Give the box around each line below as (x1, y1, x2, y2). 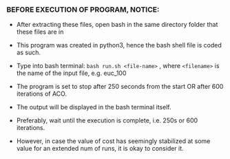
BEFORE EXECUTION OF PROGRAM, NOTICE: (6, 5, 160, 14)
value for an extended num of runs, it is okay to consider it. (16, 145, 184, 153)
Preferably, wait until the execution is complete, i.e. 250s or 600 (16, 116, 198, 125)
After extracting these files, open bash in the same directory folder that (16, 21, 218, 29)
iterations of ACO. (16, 89, 67, 98)
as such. (16, 48, 41, 56)
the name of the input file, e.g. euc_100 (16, 69, 127, 77)
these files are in (16, 28, 64, 36)
